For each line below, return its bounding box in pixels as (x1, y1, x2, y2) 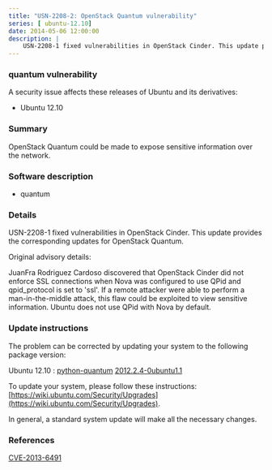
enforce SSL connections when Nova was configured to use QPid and (8, 277, 241, 287)
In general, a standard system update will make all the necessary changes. (8, 414, 257, 424)
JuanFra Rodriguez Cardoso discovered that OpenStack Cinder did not (8, 268, 244, 278)
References (8, 434, 55, 446)
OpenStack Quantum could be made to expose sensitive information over (8, 141, 253, 151)
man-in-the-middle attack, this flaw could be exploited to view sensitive (8, 294, 248, 304)
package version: (8, 350, 66, 360)
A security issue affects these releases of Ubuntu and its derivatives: (8, 87, 238, 97)
